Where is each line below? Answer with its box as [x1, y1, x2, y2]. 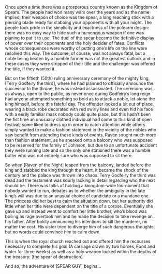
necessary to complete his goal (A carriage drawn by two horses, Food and [5, 243, 155, 249]
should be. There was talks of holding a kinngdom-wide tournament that [5, 183, 149, 188]
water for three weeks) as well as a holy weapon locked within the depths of [5, 249, 157, 254]
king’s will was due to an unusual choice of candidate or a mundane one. [5, 193, 150, 198]
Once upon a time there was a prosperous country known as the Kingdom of [5, 4, 158, 10]
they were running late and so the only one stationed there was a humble [5, 147, 150, 153]
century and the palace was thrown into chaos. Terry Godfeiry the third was [5, 172, 156, 178]
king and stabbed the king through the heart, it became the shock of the [5, 167, 149, 173]
